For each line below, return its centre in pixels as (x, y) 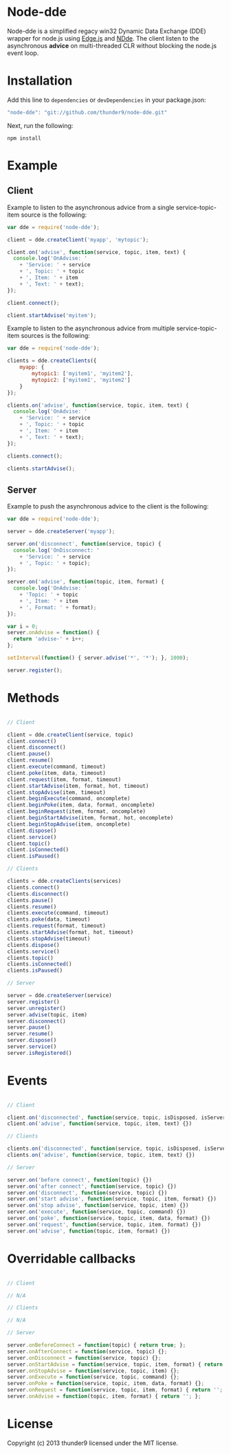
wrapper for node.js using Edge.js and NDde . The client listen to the (103, 38)
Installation (40, 81)
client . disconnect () (37, 747)
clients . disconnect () (38, 894)
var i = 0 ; (23, 626)
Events (27, 1080)
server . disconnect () (37, 1021)
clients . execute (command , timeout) (58, 913)
